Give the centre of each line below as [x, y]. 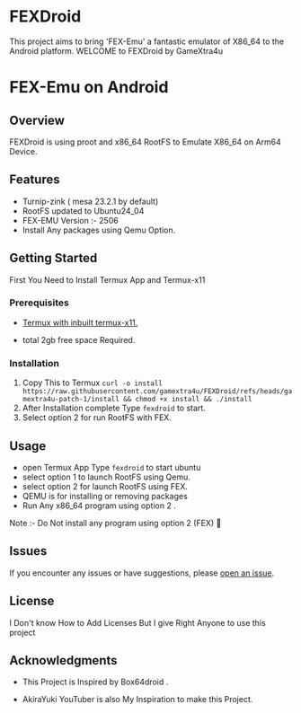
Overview [37, 120]
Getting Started [53, 258]
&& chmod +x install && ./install [187, 400]
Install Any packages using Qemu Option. [99, 230]
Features [35, 180]
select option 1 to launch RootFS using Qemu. [106, 477]
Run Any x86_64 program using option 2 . [99, 506]
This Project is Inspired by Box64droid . [95, 682]
